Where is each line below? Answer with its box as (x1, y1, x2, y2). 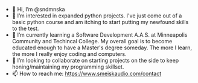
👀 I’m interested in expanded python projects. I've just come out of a (11, 12, 182, 19)
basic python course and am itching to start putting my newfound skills (11, 19, 189, 25)
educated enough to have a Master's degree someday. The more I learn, (11, 44, 192, 51)
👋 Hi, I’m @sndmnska (11, 6, 65, 13)
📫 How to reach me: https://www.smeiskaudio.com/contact (11, 70, 162, 77)
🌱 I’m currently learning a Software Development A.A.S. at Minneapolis (11, 31, 188, 38)
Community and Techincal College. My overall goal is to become (11, 38, 173, 45)
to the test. (11, 25, 39, 32)
